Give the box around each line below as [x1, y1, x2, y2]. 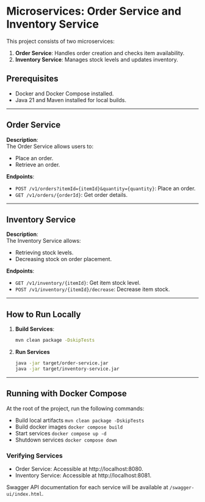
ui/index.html [6, 491, 43, 497]
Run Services [15, 349, 50, 356]
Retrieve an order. [15, 161, 60, 168]
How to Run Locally [6, 309, 81, 319]
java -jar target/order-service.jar [15, 360, 109, 366]
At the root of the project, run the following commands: [6, 405, 145, 412]
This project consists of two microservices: [6, 37, 115, 45]
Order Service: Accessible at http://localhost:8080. [15, 465, 143, 472]
